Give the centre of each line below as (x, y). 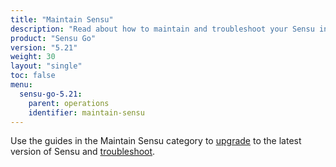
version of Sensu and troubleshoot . (83, 152)
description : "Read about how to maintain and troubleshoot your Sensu (162, 29)
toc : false (33, 76)
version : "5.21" (44, 47)
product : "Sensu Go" (53, 38)
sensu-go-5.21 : (51, 94)
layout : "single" (46, 66)
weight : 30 (33, 57)
